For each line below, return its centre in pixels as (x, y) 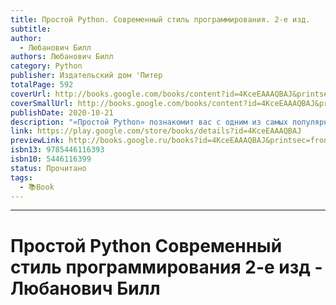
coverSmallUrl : (42, 103)
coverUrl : (31, 94)
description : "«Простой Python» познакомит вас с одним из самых (149, 122)
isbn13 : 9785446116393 (57, 150)
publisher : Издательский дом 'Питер (86, 76)
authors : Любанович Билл (62, 57)
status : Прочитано (48, 168)
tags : (21, 177)
